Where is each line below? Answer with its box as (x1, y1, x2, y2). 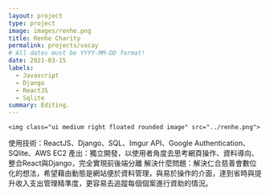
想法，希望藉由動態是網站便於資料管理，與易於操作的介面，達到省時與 (22, 169, 255, 178)
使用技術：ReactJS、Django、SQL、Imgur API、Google (8, 138, 193, 148)
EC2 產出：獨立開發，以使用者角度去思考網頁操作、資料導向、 (52, 148, 259, 158)
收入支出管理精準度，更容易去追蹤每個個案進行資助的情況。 (14, 178, 213, 189)
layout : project (8, 11, 63, 20)
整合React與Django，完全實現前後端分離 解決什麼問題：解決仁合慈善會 (8, 158, 243, 169)
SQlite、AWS (8, 148, 51, 158)
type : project (8, 19, 56, 27)
